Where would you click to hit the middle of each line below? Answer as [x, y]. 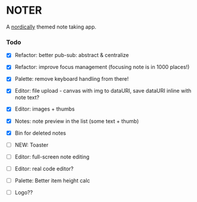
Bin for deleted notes [40, 133]
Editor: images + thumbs [45, 109]
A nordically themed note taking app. [51, 27]
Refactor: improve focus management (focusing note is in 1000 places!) [102, 67]
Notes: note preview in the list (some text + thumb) [77, 121]
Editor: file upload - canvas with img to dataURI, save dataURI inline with [103, 91]
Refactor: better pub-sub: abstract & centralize [72, 55]
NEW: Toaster [31, 145]
